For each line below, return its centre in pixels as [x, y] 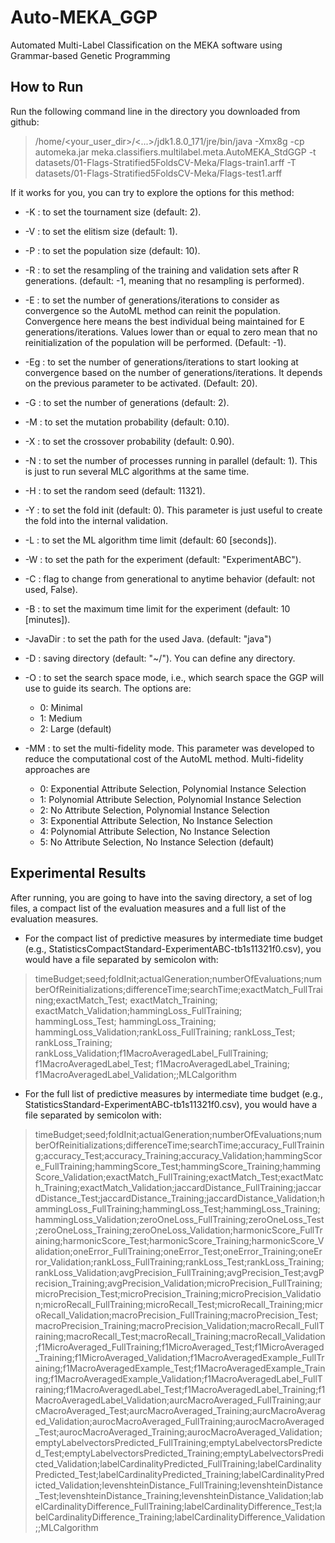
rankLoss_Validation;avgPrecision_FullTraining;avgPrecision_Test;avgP [179, 1272]
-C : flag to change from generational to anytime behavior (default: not [169, 578]
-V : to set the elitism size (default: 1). [101, 231]
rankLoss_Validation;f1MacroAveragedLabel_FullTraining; [151, 1053]
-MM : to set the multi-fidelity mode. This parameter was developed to [169, 748]
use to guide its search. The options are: [108, 688]
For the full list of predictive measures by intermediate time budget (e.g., [173, 1093]
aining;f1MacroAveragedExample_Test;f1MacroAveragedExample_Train [180, 1368]
